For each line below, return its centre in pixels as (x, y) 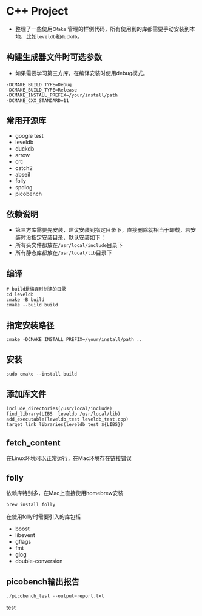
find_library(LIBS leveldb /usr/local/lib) (63, 414)
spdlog (24, 187)
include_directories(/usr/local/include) (59, 408)
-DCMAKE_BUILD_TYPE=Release (42, 90)
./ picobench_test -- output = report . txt (55, 596)
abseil (22, 174)
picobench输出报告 (43, 582)
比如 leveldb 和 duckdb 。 (54, 36)
